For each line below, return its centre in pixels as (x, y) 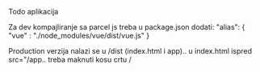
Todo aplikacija (34, 12)
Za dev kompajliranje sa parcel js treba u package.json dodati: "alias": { (127, 27)
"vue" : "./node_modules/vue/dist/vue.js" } (79, 36)
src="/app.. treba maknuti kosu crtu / (70, 60)
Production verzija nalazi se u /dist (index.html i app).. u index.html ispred (130, 51)
